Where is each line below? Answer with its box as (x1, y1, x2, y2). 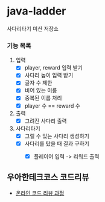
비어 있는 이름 (24, 86, 57, 94)
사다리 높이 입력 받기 (24, 71, 74, 79)
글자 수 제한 (24, 79, 52, 86)
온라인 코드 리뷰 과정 (15, 189, 65, 197)
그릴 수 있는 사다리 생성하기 (24, 132, 89, 140)
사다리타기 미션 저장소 (7, 25, 59, 32)
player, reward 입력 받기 (24, 64, 83, 71)
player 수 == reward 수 (24, 102, 81, 109)
